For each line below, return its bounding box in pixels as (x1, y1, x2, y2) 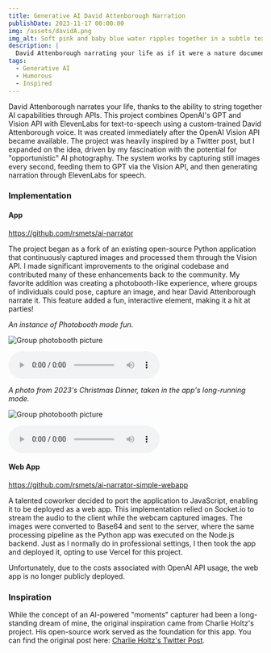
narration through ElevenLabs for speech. (8, 170, 147, 180)
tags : (8, 57, 27, 65)
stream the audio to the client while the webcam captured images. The (8, 513, 244, 522)
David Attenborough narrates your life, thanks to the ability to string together (8, 102, 262, 111)
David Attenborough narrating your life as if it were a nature (15, 49, 236, 57)
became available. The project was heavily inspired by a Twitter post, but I (8, 136, 256, 145)
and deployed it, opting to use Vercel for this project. (8, 546, 183, 557)
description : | (8, 42, 60, 50)
